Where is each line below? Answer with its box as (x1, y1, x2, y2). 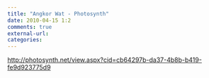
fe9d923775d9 (7, 63, 51, 72)
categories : (7, 37, 43, 44)
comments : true (7, 23, 52, 30)
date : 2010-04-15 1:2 (7, 17, 72, 24)
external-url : (7, 30, 50, 37)
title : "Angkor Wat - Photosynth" (7, 10, 110, 18)
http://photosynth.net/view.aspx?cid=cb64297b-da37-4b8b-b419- (7, 56, 202, 64)
